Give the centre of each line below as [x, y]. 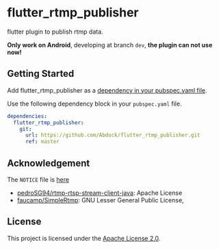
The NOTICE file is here [38, 179]
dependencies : [27, 116]
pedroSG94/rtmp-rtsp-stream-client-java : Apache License [100, 193]
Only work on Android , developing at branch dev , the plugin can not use [110, 45]
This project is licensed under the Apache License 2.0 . [84, 238]
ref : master [42, 142]
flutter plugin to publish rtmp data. [55, 32]
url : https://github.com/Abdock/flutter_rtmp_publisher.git [113, 135]
